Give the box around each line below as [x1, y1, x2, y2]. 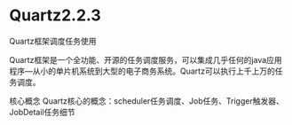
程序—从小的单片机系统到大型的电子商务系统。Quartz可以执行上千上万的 [9, 66, 275, 76]
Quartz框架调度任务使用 [9, 35, 97, 46]
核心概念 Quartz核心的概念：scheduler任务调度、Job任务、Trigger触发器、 [9, 95, 284, 106]
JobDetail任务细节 [9, 106, 75, 117]
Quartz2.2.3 [9, 5, 102, 26]
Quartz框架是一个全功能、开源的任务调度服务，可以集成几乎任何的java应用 [9, 54, 282, 65]
